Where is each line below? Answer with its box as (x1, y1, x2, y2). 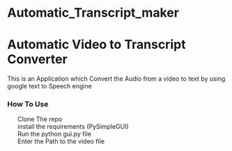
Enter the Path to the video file (17, 137, 105, 145)
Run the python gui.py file (17, 130, 92, 138)
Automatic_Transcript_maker (7, 5, 180, 21)
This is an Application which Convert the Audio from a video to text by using (7, 74, 226, 83)
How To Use (7, 100, 49, 109)
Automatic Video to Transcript (7, 37, 186, 53)
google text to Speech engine (7, 82, 92, 90)
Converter (7, 51, 68, 67)
